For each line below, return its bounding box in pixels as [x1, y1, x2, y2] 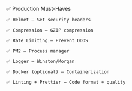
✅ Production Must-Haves [6, 5, 71, 12]
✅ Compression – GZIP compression [6, 27, 94, 33]
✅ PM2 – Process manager [6, 48, 70, 54]
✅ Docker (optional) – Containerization [6, 69, 110, 75]
